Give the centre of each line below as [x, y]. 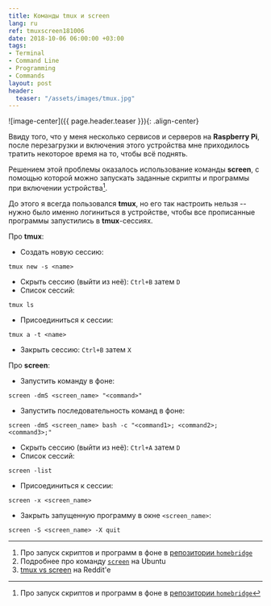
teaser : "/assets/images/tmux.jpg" [75, 98]
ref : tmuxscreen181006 [46, 31]
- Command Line [34, 61]
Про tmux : [26, 236]
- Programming [32, 68]
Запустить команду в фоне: [67, 380]
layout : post [30, 83]
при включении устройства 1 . [58, 187]
